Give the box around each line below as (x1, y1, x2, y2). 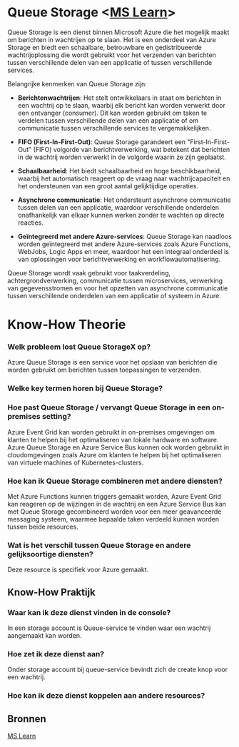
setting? (41, 412, 71, 422)
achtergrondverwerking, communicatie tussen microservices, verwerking (7, 276, 223, 285)
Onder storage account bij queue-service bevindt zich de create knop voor (7, 665, 228, 674)
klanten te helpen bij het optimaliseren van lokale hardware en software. (7, 435, 219, 444)
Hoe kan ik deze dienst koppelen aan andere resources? (7, 691, 205, 701)
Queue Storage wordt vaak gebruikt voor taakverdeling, (7, 268, 171, 277)
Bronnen (7, 713, 46, 725)
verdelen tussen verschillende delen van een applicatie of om (17, 116, 198, 125)
